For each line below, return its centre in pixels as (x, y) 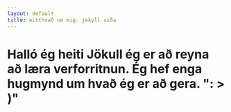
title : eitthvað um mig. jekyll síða (62, 20)
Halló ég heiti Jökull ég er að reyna (108, 54)
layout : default (31, 13)
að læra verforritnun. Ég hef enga (105, 69)
